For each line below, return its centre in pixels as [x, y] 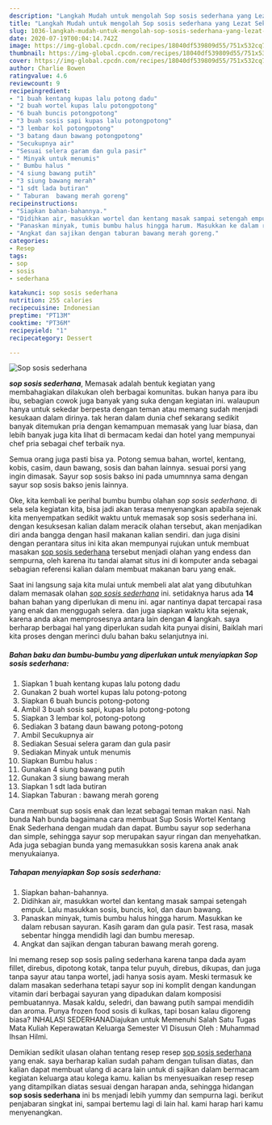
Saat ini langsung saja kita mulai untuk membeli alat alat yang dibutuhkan [131, 585]
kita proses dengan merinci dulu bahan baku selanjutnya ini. [109, 636]
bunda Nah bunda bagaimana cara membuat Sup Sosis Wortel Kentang [128, 819]
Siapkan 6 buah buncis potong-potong [85, 701]
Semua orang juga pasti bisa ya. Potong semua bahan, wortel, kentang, [128, 459]
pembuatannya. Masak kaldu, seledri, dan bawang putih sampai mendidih [132, 1002]
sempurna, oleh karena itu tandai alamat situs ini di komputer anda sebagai [134, 561]
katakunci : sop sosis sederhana [63, 293]
